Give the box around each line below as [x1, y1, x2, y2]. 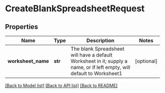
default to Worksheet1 [70, 70, 123, 77]
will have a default [70, 52, 112, 58]
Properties [5, 23, 38, 31]
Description [86, 37, 114, 44]
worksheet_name [7, 58, 49, 64]
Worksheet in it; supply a [70, 58, 128, 64]
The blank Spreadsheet [70, 45, 125, 52]
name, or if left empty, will [70, 64, 131, 70]
